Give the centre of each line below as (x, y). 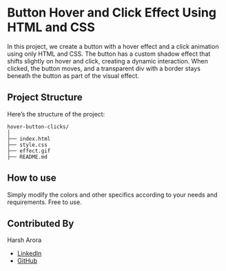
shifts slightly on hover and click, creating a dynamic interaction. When (107, 61)
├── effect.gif (29, 151)
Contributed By (41, 223)
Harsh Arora (24, 240)
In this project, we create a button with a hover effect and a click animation (113, 46)
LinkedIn (29, 254)
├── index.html (29, 139)
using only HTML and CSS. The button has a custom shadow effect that (109, 54)
